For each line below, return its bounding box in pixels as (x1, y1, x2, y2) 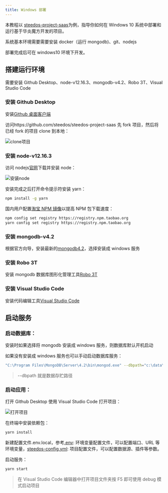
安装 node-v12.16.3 (5, 152, 52, 159)
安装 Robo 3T (5, 259, 37, 266)
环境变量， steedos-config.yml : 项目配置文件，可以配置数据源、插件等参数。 (5, 446, 162, 452)
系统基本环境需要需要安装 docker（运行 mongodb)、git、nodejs (5, 39, 137, 45)
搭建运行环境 (5, 66, 45, 74)
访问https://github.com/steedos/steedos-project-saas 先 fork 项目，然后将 (5, 121, 159, 128)
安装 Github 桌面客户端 (5, 111, 51, 117)
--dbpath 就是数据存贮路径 (17, 373, 73, 379)
